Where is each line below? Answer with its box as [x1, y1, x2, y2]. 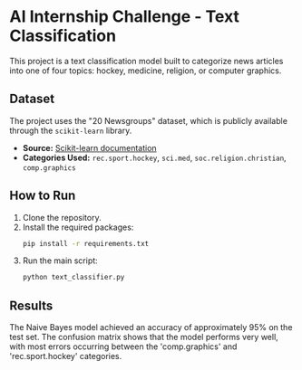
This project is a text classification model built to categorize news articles [9, 55, 284, 66]
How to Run [9, 188, 76, 204]
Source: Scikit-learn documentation [22, 142, 157, 153]
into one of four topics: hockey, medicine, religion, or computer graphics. [9, 65, 282, 76]
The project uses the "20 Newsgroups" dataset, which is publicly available [9, 115, 288, 126]
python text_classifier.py [22, 273, 125, 282]
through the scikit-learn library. [9, 125, 132, 136]
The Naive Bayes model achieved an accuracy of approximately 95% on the [9, 322, 293, 333]
